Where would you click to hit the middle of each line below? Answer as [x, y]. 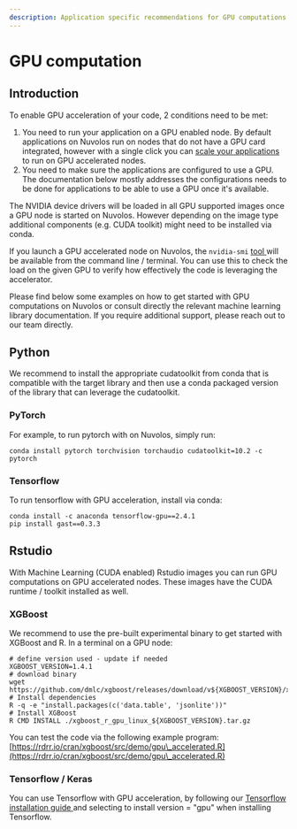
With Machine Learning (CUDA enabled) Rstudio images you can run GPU [143, 572]
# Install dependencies [53, 698]
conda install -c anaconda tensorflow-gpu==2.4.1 [103, 517]
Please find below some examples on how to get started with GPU [129, 296]
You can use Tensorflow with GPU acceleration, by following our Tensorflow [148, 798]
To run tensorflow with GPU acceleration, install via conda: [116, 500]
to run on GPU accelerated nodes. [84, 160]
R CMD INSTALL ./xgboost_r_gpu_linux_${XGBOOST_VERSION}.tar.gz [130, 721]
